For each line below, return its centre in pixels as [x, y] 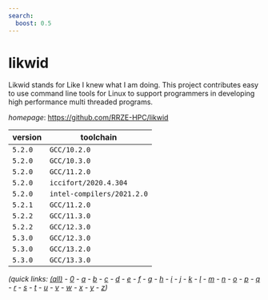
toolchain [99, 137]
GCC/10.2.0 [70, 150]
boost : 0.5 [34, 23]
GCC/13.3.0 [70, 260]
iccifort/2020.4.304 [88, 183]
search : [21, 16]
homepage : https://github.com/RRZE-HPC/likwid [88, 118]
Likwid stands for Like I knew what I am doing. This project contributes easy [133, 85]
